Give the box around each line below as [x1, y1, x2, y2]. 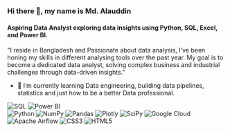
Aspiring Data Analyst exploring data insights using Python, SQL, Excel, [7, 23, 218, 32]
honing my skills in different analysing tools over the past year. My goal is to [7, 53, 224, 62]
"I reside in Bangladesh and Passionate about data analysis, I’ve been [7, 46, 206, 55]
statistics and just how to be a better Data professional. [17, 89, 175, 97]
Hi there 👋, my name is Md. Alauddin [7, 6, 132, 16]
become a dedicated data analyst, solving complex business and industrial [7, 61, 220, 69]
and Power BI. [7, 30, 48, 39]
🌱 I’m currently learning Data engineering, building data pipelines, [17, 82, 204, 90]
